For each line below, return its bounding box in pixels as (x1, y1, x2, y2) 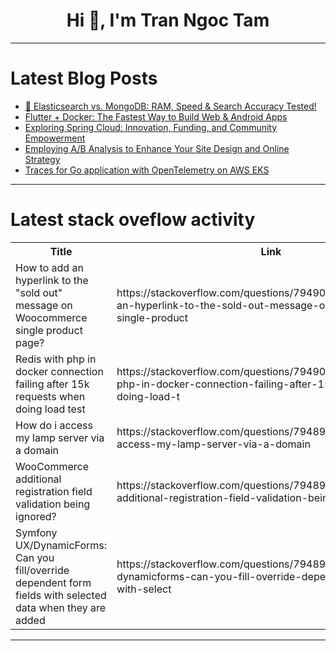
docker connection (15, 364, 104, 378)
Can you (15, 550, 55, 564)
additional (15, 472, 62, 486)
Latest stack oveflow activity (10, 209, 256, 231)
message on (15, 298, 73, 312)
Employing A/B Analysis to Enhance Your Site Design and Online (24, 142, 290, 154)
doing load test (15, 402, 86, 416)
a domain (15, 443, 59, 457)
